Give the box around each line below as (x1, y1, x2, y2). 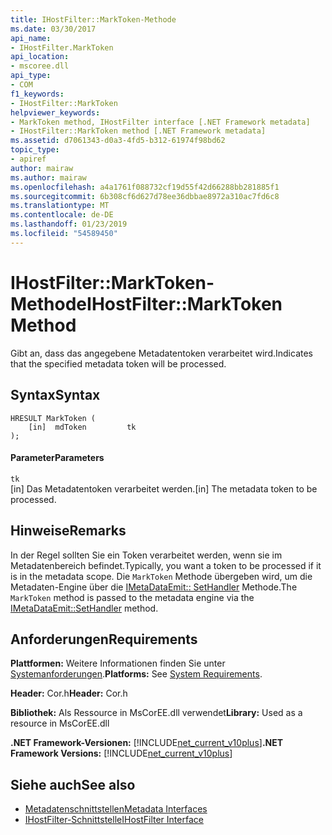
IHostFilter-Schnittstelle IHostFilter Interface (24, 814, 204, 826)
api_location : (10, 52, 70, 62)
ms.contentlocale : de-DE (10, 210, 114, 220)
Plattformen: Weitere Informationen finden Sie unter (10, 657, 226, 670)
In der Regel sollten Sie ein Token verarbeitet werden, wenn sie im (10, 549, 283, 561)
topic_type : (10, 145, 60, 155)
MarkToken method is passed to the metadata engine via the (10, 591, 255, 603)
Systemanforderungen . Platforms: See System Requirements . (10, 668, 263, 680)
